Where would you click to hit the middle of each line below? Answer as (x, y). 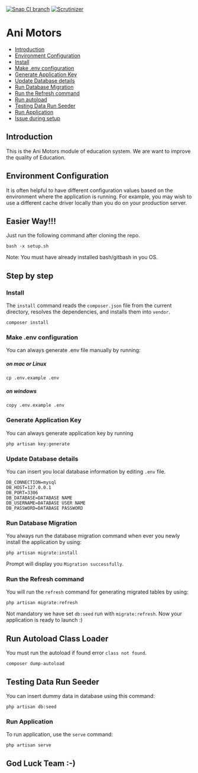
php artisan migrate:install (42, 553)
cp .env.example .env (33, 378)
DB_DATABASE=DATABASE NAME (39, 498)
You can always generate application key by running (70, 433)
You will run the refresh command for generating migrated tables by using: (97, 592)
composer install (27, 323)
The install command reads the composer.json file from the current (89, 306)
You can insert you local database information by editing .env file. (86, 471)
